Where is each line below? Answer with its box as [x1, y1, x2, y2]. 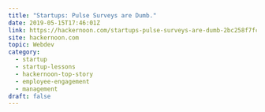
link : [8, 26, 26, 34]
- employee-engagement [15, 77, 90, 85]
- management [15, 84, 58, 93]
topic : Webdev [8, 41, 55, 49]
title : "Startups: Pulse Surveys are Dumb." [8, 11, 157, 20]
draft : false [8, 92, 51, 100]
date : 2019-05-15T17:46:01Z [8, 19, 101, 27]
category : [8, 48, 41, 56]
